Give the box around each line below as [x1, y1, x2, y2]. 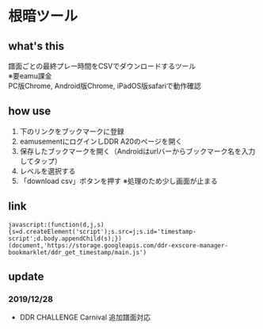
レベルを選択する [19, 166, 76, 175]
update [8, 270, 44, 284]
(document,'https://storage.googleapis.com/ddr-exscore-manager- [8, 241, 228, 250]
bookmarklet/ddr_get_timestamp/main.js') [8, 248, 147, 256]
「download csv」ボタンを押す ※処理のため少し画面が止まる [19, 176, 218, 186]
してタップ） [19, 156, 62, 166]
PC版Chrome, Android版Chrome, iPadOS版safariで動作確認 [8, 81, 202, 90]
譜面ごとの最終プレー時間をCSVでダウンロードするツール [8, 61, 196, 71]
